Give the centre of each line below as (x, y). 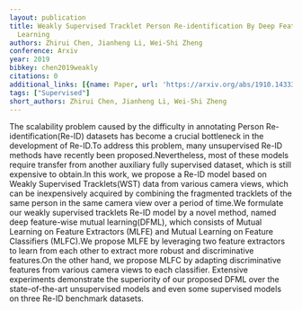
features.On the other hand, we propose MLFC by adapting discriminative (145, 261)
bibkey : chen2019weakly (54, 68)
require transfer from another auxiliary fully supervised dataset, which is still (151, 165)
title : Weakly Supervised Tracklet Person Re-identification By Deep (142, 26)
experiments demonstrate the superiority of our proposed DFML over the (145, 280)
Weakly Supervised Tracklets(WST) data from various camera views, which (149, 184)
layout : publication (48, 18)
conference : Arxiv (44, 51)
